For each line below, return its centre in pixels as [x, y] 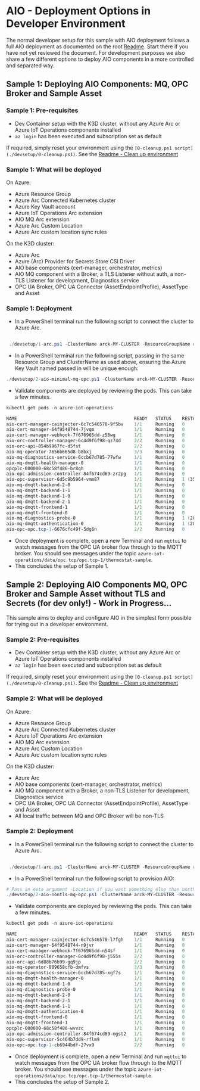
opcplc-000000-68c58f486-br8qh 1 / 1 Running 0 [96, 468]
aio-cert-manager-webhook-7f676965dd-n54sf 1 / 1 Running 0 [96, 951]
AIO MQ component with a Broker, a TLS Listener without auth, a [94, 274]
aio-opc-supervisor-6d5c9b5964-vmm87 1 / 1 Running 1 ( [98, 480]
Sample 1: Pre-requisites [42, 110]
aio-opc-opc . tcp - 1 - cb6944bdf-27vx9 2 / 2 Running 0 [96, 1045]
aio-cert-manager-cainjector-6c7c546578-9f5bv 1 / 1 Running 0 [96, 424]
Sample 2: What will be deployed [54, 698]
